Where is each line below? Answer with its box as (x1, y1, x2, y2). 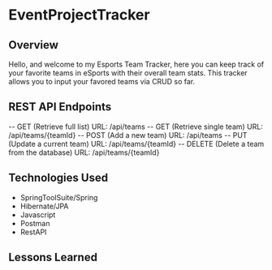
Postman (19, 218, 50, 228)
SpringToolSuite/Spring (19, 192, 98, 202)
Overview (8, 38, 59, 52)
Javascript (19, 209, 56, 220)
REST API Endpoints (8, 100, 112, 114)
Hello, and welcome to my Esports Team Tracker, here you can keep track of (8, 59, 265, 69)
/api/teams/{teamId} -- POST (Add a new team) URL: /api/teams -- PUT (8, 130, 248, 139)
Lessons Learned (8, 251, 97, 264)
